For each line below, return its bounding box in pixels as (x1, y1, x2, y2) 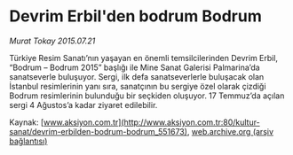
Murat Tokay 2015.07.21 (9, 35, 96, 46)
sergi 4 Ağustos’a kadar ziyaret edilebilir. (9, 99, 158, 110)
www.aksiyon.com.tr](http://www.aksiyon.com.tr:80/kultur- (43, 117, 260, 128)
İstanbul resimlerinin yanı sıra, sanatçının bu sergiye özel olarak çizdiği (9, 81, 266, 91)
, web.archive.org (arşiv (186, 126, 273, 136)
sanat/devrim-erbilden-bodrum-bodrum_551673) (9, 126, 188, 136)
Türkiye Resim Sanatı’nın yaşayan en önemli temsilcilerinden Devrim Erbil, (9, 52, 278, 63)
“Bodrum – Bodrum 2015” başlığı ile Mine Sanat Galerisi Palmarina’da (9, 62, 260, 73)
